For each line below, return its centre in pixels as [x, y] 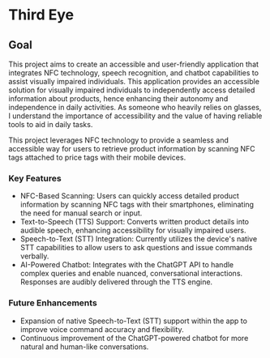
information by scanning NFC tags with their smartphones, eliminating [137, 205]
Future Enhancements [53, 303]
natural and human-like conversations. [84, 347]
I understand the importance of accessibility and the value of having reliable [135, 116]
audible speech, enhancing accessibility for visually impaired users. [133, 230]
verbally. [34, 256]
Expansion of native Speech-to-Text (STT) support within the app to [133, 321]
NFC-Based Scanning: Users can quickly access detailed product [129, 196]
